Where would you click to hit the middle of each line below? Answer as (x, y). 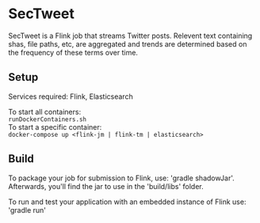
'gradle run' (27, 210)
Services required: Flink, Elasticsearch (71, 96)
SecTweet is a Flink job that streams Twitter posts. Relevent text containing (130, 36)
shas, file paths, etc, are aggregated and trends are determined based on (128, 43)
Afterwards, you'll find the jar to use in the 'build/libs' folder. (106, 186)
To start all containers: (45, 111)
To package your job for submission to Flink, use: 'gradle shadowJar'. (122, 178)
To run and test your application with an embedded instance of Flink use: (127, 202)
